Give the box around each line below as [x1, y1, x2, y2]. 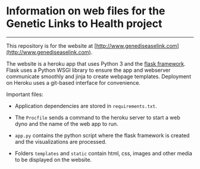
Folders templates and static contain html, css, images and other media [14, 149, 192, 156]
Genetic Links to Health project [6, 17, 162, 30]
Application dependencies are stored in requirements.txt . [14, 102, 157, 109]
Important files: [6, 91, 43, 98]
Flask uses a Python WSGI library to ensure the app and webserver [6, 66, 171, 73]
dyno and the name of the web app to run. [14, 120, 118, 127]
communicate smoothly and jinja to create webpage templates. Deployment [6, 73, 192, 80]
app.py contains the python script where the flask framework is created [14, 131, 190, 139]
